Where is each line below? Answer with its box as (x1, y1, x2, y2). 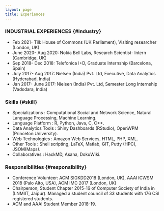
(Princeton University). (12, 131, 58, 137)
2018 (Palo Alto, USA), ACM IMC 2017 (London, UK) (12, 180, 117, 186)
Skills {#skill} (5, 98, 38, 105)
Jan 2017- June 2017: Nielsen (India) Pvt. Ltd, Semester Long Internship (12, 81, 158, 87)
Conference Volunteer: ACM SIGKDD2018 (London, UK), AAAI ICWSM (12, 175, 154, 181)
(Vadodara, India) (12, 86, 48, 92)
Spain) (12, 65, 26, 71)
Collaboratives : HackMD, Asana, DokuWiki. (12, 151, 101, 157)
